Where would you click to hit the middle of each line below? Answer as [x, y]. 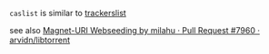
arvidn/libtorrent [40, 40]
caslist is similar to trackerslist [68, 13]
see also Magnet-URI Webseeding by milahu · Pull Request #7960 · [135, 30]
